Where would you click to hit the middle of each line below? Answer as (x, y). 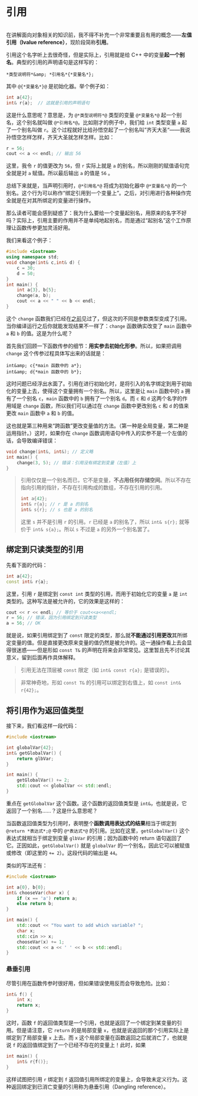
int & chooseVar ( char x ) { (38, 893)
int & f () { (19, 994)
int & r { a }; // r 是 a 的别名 (55, 504)
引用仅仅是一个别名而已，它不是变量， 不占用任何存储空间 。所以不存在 (106, 480)
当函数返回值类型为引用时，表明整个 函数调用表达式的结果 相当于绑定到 (91, 823)
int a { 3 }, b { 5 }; (37, 290)
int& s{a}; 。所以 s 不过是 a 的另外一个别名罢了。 (93, 529)
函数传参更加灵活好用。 (45, 228)
